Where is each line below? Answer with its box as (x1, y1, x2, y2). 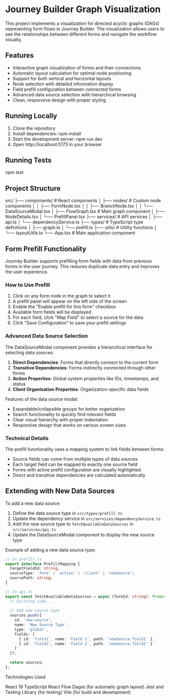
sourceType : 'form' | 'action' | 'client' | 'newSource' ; (10, 571, 135, 576)
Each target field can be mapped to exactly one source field (12, 461, 138, 467)
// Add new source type (10, 608, 60, 613)
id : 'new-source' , (14, 617, 53, 623)
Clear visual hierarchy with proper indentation (12, 417, 108, 423)
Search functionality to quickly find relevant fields (12, 411, 116, 417)
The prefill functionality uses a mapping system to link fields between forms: (5, 446, 165, 452)
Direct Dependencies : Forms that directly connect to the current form (12, 359, 158, 365)
